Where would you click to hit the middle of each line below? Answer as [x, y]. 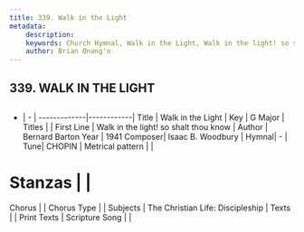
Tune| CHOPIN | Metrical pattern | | [88, 146]
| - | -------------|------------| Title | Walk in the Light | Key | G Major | [153, 117]
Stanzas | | [51, 183]
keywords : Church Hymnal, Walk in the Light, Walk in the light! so [157, 43]
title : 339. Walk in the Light [68, 18]
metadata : [28, 26]
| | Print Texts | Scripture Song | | [71, 217]
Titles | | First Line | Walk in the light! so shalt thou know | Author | [145, 126]
